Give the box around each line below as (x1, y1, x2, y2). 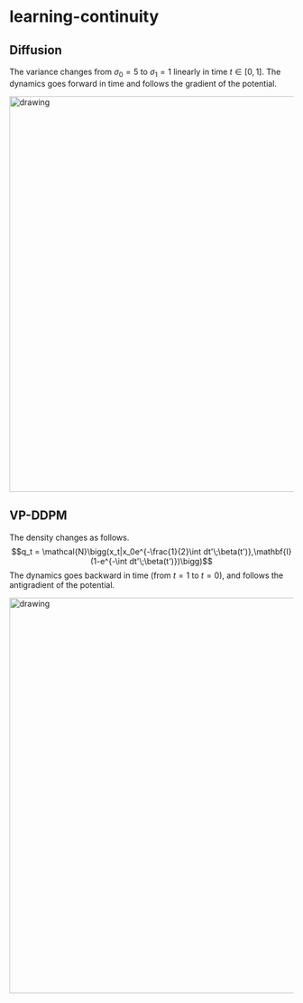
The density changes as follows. (9, 532, 130, 543)
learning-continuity (9, 6, 160, 27)
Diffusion (9, 43, 63, 58)
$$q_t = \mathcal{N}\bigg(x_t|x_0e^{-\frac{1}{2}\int (11, 545, 201, 557)
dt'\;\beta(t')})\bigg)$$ (129, 555, 214, 566)
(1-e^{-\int (89, 555, 128, 566)
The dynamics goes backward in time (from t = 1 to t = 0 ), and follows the (9, 570, 284, 581)
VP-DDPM (9, 508, 68, 524)
